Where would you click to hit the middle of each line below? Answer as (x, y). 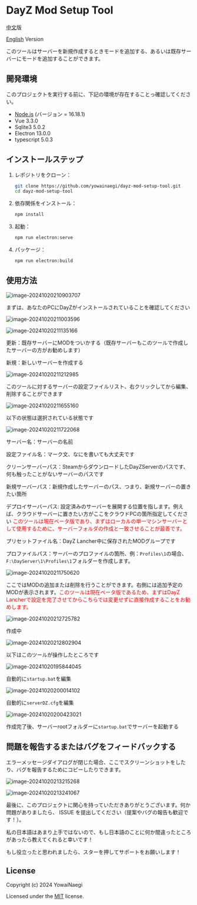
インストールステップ (45, 160)
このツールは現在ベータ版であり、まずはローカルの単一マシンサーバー (98, 521)
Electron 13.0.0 (33, 133)
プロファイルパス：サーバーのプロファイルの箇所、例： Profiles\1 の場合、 (96, 553)
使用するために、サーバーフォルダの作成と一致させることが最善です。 (101, 528)
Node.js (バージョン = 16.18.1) (50, 114)
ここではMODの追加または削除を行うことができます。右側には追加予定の (95, 585)
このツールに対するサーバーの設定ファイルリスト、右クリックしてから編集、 (99, 386)
